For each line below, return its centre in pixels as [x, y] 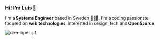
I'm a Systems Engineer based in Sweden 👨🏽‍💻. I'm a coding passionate [77, 18]
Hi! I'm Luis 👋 [21, 8]
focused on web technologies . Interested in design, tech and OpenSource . [80, 23]
